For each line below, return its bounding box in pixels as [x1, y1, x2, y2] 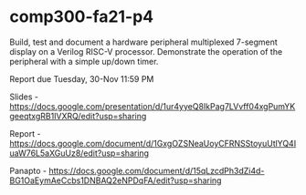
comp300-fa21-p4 [9, 6, 154, 27]
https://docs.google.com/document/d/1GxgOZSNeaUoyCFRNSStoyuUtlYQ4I [9, 138, 297, 149]
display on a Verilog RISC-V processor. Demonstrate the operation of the [9, 46, 283, 56]
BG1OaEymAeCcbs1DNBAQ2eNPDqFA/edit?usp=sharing [9, 175, 222, 186]
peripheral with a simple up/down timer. [9, 56, 159, 67]
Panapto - [9, 165, 47, 176]
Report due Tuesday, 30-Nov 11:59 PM [9, 73, 154, 84]
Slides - [9, 91, 39, 102]
